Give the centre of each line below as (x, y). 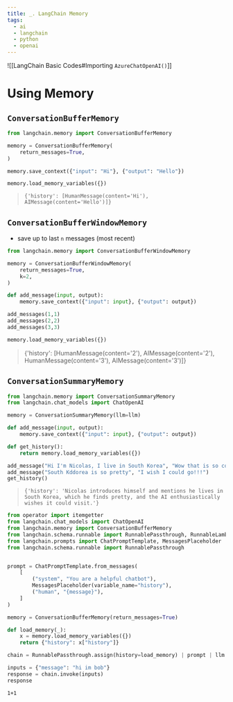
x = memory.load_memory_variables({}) (76, 636)
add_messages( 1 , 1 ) (34, 315)
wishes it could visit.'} (61, 503)
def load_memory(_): (37, 630)
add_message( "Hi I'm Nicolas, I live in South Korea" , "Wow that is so (113, 466)
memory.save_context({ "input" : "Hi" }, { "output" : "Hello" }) (96, 171)
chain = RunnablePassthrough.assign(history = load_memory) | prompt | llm (116, 656)
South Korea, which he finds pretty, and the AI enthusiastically (122, 497)
